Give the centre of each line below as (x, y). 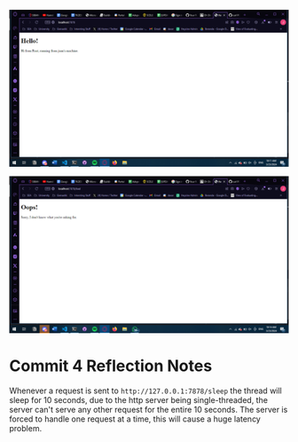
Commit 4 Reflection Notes (111, 366)
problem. (26, 428)
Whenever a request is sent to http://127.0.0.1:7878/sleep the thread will (145, 391)
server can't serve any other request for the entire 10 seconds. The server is (149, 409)
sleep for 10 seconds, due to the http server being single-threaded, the (139, 399)
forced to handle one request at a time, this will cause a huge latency (135, 419)
